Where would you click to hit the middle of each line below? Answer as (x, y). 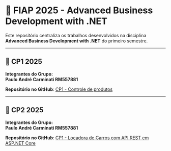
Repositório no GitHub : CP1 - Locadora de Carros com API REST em (77, 138)
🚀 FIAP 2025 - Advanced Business (79, 10)
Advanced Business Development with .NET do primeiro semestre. (77, 41)
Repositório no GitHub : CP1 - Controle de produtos (59, 89)
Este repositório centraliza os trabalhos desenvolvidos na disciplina (76, 35)
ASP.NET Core (20, 143)
